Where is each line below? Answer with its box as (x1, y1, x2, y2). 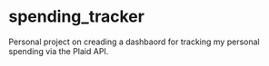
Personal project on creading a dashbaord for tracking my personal (8, 36, 260, 47)
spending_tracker (8, 6, 144, 27)
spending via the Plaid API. (8, 45, 109, 56)
